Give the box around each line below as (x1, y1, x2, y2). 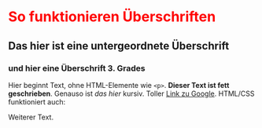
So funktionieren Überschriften (8, 8, 216, 26)
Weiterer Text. (8, 112, 54, 122)
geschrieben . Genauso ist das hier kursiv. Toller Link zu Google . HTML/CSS (8, 89, 255, 98)
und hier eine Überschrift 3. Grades (8, 63, 146, 74)
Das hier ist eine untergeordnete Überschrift (8, 39, 230, 53)
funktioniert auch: (8, 97, 66, 106)
